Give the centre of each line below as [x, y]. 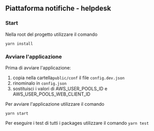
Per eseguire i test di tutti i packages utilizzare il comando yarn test [77, 123]
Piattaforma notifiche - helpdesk [58, 8]
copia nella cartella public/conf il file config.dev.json [69, 78]
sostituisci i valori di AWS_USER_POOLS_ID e [60, 88]
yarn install [19, 44]
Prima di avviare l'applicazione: [38, 68]
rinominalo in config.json [40, 83]
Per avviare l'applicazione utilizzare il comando [55, 104]
